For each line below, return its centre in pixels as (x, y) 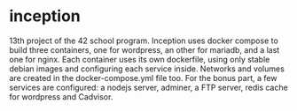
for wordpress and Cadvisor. (61, 96)
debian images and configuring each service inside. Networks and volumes (147, 69)
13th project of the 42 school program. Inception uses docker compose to (144, 41)
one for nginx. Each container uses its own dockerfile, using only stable (140, 59)
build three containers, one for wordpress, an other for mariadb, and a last (145, 49)
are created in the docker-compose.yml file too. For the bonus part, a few (143, 78)
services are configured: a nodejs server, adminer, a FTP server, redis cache (148, 87)
